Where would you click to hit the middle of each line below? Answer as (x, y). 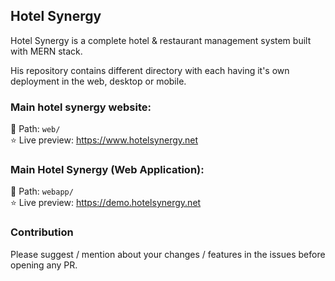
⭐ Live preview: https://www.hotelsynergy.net (104, 140)
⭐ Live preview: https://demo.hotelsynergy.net (106, 203)
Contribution (42, 232)
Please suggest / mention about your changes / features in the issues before (168, 254)
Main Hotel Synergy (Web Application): (107, 170)
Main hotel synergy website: (81, 107)
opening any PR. (44, 265)
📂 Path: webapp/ (42, 191)
